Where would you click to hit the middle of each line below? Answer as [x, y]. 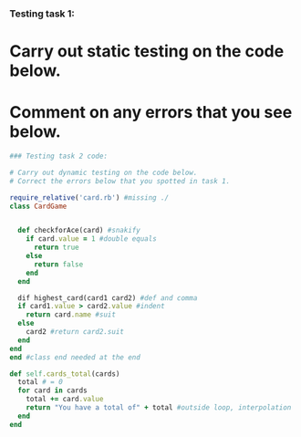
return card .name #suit [71, 315]
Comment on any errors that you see [151, 113]
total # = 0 [41, 382]
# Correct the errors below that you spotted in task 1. [120, 181]
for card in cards [53, 390]
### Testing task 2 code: [58, 156]
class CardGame [38, 206]
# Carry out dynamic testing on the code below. [104, 172]
